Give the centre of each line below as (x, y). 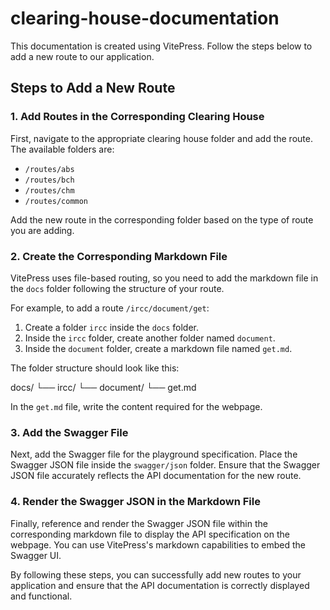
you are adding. (42, 230)
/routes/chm (49, 190)
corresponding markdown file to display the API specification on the (150, 534)
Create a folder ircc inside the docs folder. (112, 327)
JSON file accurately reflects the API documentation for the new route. (156, 476)
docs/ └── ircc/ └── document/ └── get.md (103, 387)
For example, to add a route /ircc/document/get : (110, 308)
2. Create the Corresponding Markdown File (119, 256)
